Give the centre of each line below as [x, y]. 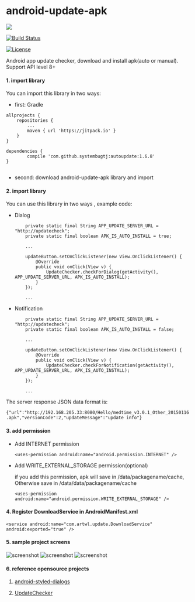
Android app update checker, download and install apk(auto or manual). [92, 60]
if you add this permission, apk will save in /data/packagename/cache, [99, 477]
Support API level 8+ [31, 67]
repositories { [35, 121]
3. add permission [28, 430]
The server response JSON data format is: [57, 402]
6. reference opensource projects [48, 569]
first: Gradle [29, 105]
